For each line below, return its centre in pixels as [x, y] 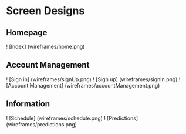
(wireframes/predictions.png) [42, 124]
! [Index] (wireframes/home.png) [45, 46]
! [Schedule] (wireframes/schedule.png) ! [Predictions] [72, 118]
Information [28, 104]
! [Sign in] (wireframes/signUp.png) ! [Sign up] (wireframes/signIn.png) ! [93, 79]
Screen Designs [45, 11]
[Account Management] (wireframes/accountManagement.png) [83, 85]
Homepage [27, 33]
